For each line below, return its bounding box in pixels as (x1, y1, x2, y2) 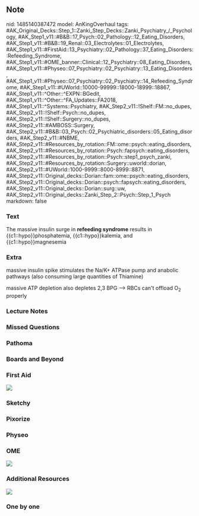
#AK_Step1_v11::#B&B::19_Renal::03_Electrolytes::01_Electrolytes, (6, 39, 165, 46)
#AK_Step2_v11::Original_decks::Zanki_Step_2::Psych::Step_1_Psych (6, 191, 171, 198)
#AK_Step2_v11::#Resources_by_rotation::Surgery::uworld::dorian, (6, 159, 167, 166)
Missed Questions (6, 323, 60, 332)
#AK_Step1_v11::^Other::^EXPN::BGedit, (6, 90, 101, 97)
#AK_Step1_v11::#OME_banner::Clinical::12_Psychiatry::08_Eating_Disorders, (6, 58, 192, 65)
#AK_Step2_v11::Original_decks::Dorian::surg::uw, (6, 184, 127, 192)
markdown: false (6, 197, 48, 204)
